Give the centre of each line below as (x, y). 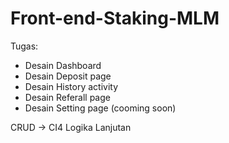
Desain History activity (71, 86)
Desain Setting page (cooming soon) (100, 108)
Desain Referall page (67, 97)
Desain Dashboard (63, 65)
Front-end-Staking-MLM (115, 18)
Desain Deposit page (68, 76)
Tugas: (24, 46)
